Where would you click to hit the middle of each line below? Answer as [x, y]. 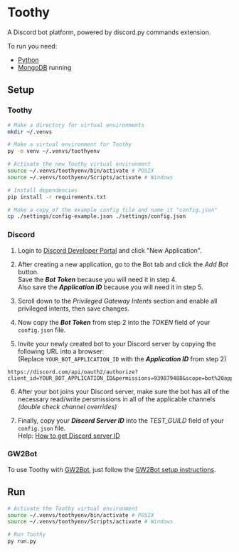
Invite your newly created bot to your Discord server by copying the [117, 343]
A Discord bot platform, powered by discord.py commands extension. [109, 32]
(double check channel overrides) [67, 406]
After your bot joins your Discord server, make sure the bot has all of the [123, 391]
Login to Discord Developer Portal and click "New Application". [110, 250]
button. [28, 271]
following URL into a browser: [61, 351]
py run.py [22, 541]
